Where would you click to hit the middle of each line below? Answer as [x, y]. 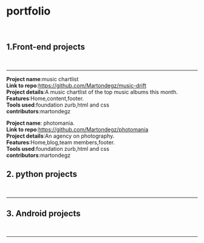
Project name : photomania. [40, 123]
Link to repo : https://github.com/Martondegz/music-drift [76, 85]
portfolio [29, 11]
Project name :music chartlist [42, 79]
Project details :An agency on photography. [60, 136]
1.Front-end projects [46, 47]
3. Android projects [43, 213]
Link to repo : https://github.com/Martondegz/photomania [77, 129]
